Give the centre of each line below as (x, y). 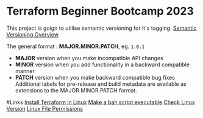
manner (25, 71)
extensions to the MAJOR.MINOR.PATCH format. (76, 90)
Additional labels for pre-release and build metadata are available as (101, 84)
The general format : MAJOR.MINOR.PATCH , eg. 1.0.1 (76, 46)
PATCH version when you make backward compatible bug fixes (95, 77)
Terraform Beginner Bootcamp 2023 (100, 11)
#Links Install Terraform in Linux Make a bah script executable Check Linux (101, 102)
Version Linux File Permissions (45, 108)
